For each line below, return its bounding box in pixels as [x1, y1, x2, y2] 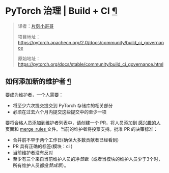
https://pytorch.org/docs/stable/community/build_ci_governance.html [17, 61, 164, 67]
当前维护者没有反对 [12, 149, 53, 156]
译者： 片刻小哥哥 [17, 23, 54, 29]
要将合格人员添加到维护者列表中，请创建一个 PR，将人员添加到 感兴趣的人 [5, 120, 161, 126]
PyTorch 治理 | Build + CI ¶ [5, 5, 118, 17]
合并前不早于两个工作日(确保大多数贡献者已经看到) [12, 136, 119, 143]
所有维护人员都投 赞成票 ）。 [12, 162, 69, 168]
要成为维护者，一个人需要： [5, 92, 64, 98]
